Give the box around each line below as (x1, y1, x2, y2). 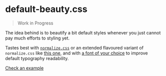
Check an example (5, 65, 44, 71)
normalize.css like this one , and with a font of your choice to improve (5, 50, 148, 56)
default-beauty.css (5, 3, 88, 15)
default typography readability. (5, 55, 69, 61)
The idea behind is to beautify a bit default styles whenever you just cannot (5, 29, 161, 35)
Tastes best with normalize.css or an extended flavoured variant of (5, 44, 144, 50)
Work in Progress (17, 20, 54, 26)
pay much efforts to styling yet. (5, 35, 70, 41)
